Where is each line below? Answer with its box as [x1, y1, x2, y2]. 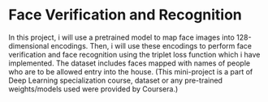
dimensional [8, 40, 50, 50]
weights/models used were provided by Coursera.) [8, 83, 179, 94]
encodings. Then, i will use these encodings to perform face [50, 40, 253, 50]
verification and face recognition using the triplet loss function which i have [8, 49, 261, 59]
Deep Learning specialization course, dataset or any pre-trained [8, 75, 223, 85]
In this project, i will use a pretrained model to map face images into [8, 32, 236, 42]
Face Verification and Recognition [8, 6, 242, 24]
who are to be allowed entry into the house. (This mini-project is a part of [8, 66, 253, 76]
